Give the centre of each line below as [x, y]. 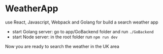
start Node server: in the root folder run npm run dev [65, 37]
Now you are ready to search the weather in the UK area [62, 46]
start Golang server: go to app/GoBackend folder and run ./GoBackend [83, 31]
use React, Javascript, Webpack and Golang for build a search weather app [82, 22]
